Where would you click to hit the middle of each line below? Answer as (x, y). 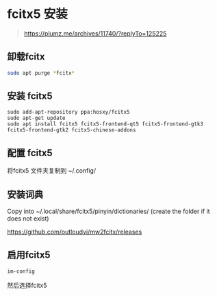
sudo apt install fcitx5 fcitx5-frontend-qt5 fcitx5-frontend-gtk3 (105, 124)
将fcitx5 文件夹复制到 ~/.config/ (52, 171)
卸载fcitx (26, 57)
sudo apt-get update (37, 118)
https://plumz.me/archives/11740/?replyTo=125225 (95, 33)
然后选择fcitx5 (27, 285)
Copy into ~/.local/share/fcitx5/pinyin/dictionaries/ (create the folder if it (108, 211)
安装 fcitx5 (30, 96)
